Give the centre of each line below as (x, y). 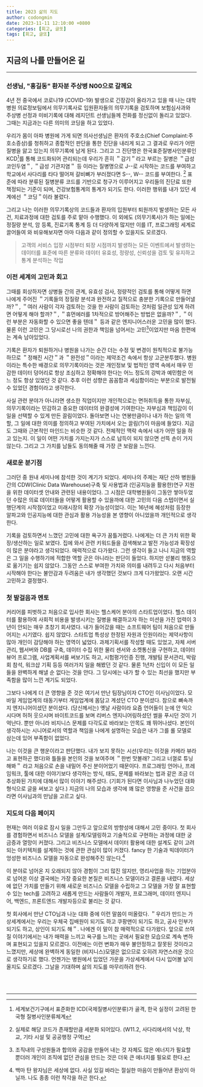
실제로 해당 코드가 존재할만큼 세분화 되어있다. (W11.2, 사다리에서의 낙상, (99, 1030)
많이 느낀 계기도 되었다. (50, 680)
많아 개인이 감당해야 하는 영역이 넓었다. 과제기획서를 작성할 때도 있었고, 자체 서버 (101, 642)
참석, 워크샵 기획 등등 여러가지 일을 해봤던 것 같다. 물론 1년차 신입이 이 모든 (100, 665)
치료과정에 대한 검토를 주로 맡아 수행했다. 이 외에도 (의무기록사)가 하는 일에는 (105, 217)
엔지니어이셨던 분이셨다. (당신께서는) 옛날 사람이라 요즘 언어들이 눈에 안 (97, 708)
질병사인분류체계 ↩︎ (49, 1017)
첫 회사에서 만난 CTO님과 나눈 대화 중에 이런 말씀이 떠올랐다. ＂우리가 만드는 (97, 914)
